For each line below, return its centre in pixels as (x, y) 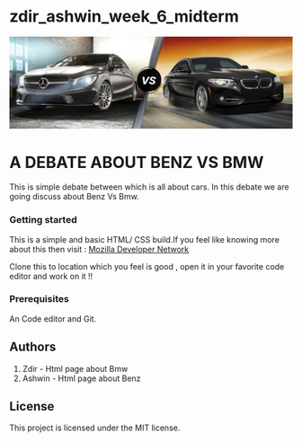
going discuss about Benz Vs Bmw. (74, 197)
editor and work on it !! (51, 276)
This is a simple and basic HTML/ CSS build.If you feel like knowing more (145, 239)
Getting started (44, 220)
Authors (33, 347)
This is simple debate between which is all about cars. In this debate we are (149, 187)
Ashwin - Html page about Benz (81, 378)
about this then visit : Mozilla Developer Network (99, 249)
